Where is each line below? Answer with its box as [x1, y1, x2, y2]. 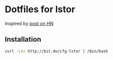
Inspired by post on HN [5, 20, 54, 26]
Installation [5, 35, 41, 44]
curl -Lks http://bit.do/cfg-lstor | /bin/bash [5, 48, 108, 54]
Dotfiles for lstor [5, 4, 75, 15]
